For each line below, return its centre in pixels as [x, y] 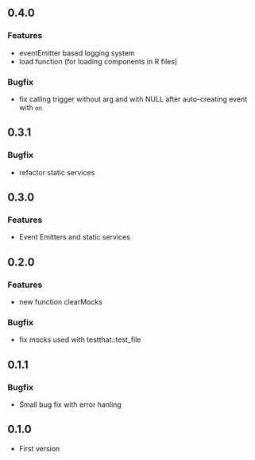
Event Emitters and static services [74, 237]
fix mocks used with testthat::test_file [80, 339]
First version [39, 448]
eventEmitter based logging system [77, 53]
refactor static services [57, 172]
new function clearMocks [60, 302]
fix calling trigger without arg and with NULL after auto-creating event [133, 99]
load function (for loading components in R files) [98, 61]
